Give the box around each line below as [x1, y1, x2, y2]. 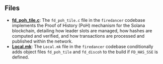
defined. [11, 54, 29, 60]
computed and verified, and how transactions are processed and [11, 33, 145, 39]
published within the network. [11, 38, 73, 44]
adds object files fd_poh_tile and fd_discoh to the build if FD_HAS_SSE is [11, 49, 159, 55]
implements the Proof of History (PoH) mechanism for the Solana [11, 22, 145, 28]
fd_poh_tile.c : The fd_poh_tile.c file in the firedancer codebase [11, 17, 145, 23]
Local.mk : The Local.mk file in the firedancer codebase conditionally [11, 43, 154, 49]
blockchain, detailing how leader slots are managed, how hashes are [11, 27, 153, 34]
